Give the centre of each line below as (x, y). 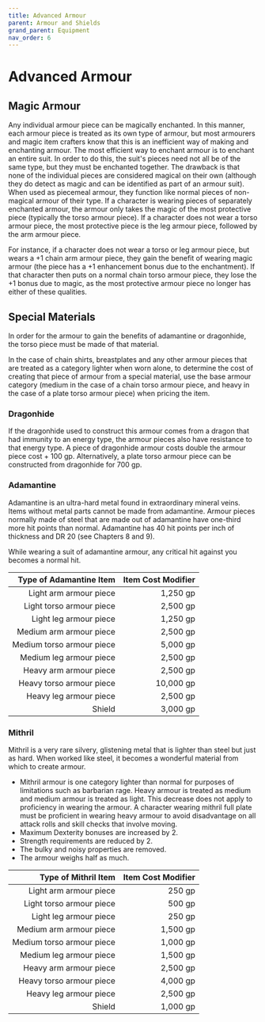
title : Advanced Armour (47, 15)
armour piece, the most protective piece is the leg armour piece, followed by (133, 226)
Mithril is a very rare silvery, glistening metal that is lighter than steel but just (132, 749)
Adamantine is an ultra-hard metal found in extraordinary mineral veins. (125, 502)
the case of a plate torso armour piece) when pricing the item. (109, 394)
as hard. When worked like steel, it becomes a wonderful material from (123, 758)
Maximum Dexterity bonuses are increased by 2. (99, 832)
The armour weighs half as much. (74, 857)
